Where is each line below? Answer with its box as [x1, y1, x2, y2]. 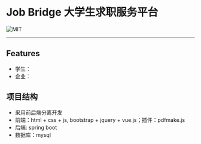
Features [6, 48, 40, 59]
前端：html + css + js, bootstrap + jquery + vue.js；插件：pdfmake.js [14, 116, 185, 123]
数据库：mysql [14, 131, 51, 138]
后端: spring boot [14, 124, 57, 131]
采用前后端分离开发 [14, 109, 63, 116]
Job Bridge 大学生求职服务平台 [6, 5, 159, 19]
